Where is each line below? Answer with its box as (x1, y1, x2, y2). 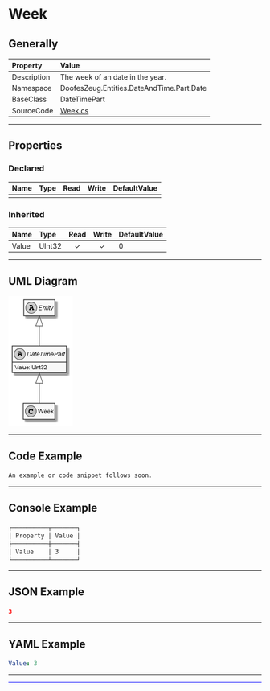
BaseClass (11, 94, 47, 105)
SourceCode (11, 105, 54, 115)
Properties (8, 138, 63, 153)
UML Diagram (8, 274, 78, 288)
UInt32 (39, 241, 63, 250)
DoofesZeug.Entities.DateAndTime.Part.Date (59, 84, 207, 93)
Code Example (8, 449, 83, 463)
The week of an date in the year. (59, 72, 167, 81)
